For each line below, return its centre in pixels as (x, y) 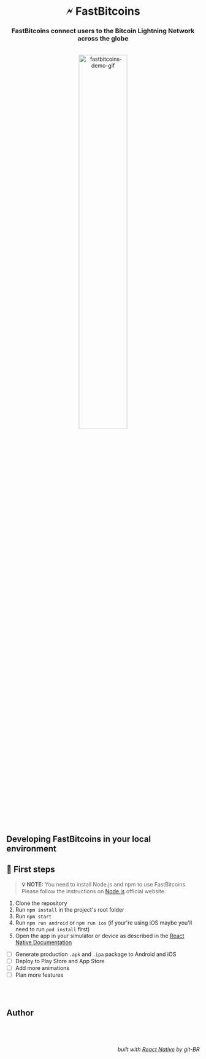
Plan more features (39, 975)
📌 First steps (31, 870)
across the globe (103, 39)
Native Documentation (44, 942)
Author (20, 1013)
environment (31, 848)
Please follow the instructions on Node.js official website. (93, 891)
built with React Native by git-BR (158, 1049)
